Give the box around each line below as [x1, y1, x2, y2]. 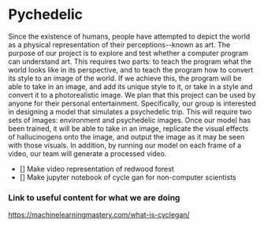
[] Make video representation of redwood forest [19, 164, 175, 173]
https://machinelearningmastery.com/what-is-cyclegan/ [8, 210, 191, 220]
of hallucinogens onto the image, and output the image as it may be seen [8, 132, 245, 141]
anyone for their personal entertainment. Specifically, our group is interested [8, 99, 256, 108]
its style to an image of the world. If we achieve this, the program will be [8, 73, 242, 83]
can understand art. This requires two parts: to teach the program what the [8, 57, 252, 66]
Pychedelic [8, 6, 84, 24]
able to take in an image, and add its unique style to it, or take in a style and [8, 81, 253, 91]
